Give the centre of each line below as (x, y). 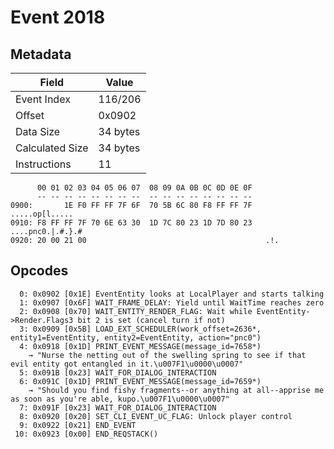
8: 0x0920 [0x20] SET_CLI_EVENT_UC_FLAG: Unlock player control (156, 416)
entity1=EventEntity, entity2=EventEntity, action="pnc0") (136, 337)
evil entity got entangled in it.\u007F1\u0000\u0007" (127, 364)
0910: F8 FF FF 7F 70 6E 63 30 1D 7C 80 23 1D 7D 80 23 (131, 223)
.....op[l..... (42, 214)
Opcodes (39, 271)
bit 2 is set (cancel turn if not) (151, 320)
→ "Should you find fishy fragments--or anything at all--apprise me (176, 390)
